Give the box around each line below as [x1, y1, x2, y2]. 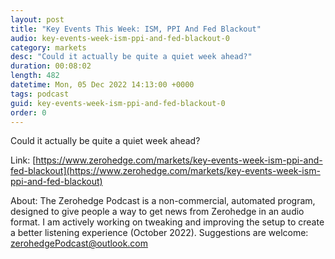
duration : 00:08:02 [10, 61, 92, 71]
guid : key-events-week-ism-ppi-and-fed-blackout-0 [10, 98, 226, 108]
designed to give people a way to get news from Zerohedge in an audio [10, 206, 305, 218]
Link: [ [10, 154, 37, 166]
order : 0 [10, 107, 47, 118]
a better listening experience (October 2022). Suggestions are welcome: [10, 227, 309, 239]
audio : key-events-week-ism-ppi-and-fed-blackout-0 [10, 33, 230, 43]
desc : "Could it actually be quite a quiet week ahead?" [10, 52, 253, 62]
